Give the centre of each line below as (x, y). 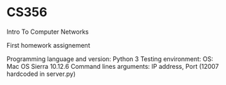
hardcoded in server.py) (41, 74)
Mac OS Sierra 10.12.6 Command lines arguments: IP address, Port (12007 (113, 66)
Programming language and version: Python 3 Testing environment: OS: (110, 59)
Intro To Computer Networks (48, 32)
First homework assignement (48, 45)
